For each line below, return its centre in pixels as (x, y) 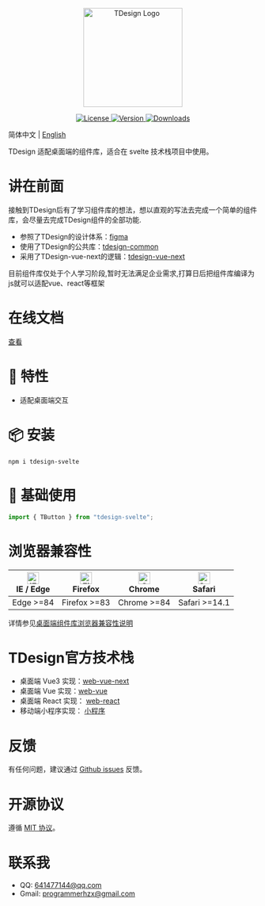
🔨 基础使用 (42, 495)
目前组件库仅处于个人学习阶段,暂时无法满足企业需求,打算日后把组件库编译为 (132, 273)
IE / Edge (33, 589)
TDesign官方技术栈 (71, 658)
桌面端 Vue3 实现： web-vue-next (74, 681)
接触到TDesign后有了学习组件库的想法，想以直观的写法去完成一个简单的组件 (132, 209)
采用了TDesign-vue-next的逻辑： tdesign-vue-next (102, 256)
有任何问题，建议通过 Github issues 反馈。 (78, 770)
